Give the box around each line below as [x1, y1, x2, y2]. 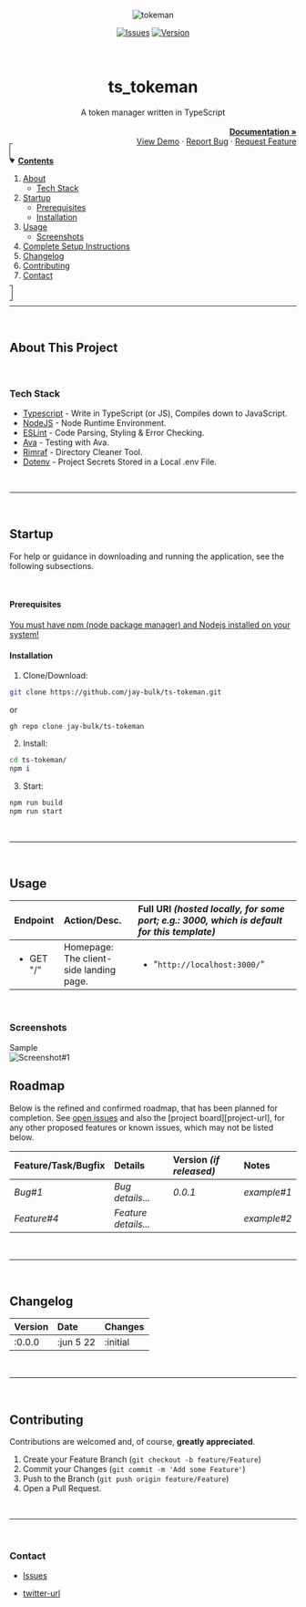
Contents [17, 155, 55, 166]
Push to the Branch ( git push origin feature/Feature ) [22, 1473, 229, 1485]
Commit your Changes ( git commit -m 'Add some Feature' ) [22, 1464, 246, 1475]
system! [9, 629, 39, 640]
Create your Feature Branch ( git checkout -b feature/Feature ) [22, 1454, 262, 1465]
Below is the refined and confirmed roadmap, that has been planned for [9, 1103, 278, 1114]
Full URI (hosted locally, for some [138, 903, 285, 916]
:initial [104, 1336, 130, 1349]
